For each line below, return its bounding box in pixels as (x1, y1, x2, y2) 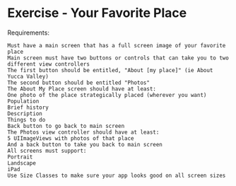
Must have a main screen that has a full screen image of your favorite (7, 42, 226, 49)
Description (7, 110, 42, 117)
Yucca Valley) (7, 73, 49, 80)
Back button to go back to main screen (7, 122, 125, 129)
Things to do (7, 116, 46, 123)
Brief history (7, 104, 49, 111)
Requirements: (7, 28, 49, 37)
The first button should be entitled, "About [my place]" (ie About (7, 66, 213, 74)
